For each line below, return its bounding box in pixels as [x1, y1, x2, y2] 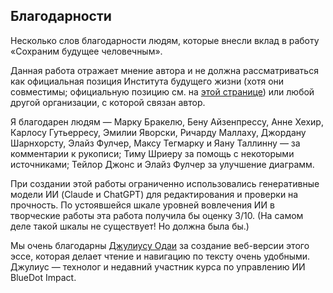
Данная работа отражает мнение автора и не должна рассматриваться [10, 64, 319, 76]
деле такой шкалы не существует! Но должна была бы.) [10, 220, 250, 232]
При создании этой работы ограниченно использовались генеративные [10, 177, 320, 189]
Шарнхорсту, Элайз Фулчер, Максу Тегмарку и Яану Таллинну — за [10, 137, 301, 149]
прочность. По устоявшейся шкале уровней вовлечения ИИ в [10, 199, 275, 211]
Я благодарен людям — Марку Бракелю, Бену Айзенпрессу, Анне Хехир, [10, 115, 324, 128]
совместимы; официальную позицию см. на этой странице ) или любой [10, 85, 315, 98]
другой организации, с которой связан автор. [10, 96, 206, 108]
